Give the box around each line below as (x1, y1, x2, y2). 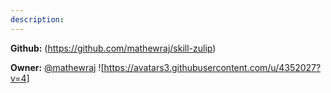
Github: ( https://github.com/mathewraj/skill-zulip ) (10, 42, 217, 54)
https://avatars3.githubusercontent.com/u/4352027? (103, 61, 322, 73)
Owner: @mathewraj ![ (10, 61, 105, 73)
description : (10, 14, 65, 25)
